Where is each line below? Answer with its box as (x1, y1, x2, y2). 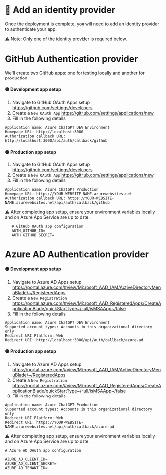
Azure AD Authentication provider (5, 249, 149, 260)
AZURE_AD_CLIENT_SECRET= (5, 461, 57, 466)
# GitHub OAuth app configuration (11, 224, 83, 229)
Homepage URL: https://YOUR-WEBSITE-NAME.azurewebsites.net (5, 191, 133, 197)
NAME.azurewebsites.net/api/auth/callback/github (5, 200, 110, 205)
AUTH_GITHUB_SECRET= (11, 233, 55, 237)
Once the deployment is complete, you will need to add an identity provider (5, 21, 159, 27)
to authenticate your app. (5, 26, 57, 32)
